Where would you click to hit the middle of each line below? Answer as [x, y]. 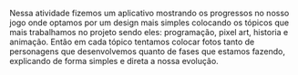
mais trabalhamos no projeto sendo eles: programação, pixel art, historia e [149, 32]
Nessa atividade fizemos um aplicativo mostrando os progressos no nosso [149, 13]
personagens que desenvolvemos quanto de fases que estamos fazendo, [147, 52]
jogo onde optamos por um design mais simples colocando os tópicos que [149, 23]
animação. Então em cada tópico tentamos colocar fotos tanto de [132, 42]
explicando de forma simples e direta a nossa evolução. [114, 61]
